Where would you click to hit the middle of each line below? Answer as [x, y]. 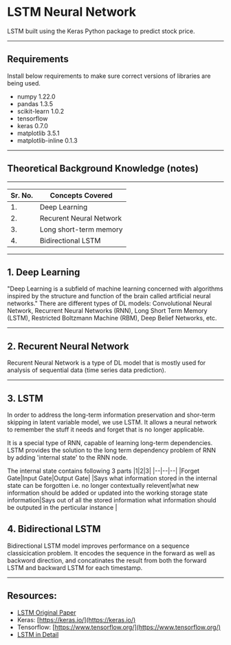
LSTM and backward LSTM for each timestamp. [75, 567]
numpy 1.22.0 [36, 96]
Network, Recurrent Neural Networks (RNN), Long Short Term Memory [107, 311]
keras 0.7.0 [32, 125]
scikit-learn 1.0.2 [41, 111]
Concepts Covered [81, 195]
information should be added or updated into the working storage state [108, 493]
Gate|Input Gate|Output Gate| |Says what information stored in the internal [112, 478]
